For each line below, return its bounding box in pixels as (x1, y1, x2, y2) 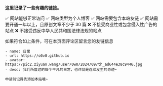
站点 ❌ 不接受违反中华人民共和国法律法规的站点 (5, 28, 102, 34)
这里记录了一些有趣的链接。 (5, 5, 62, 10)
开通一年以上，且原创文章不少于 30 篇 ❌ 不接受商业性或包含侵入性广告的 (9, 22, 157, 27)
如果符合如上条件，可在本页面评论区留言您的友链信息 (5, 38, 114, 44)
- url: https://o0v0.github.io (5, 53, 70, 58)
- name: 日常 (5, 49, 31, 54)
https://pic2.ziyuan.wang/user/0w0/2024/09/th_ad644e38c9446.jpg (5, 62, 142, 67)
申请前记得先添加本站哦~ (5, 77, 48, 82)
